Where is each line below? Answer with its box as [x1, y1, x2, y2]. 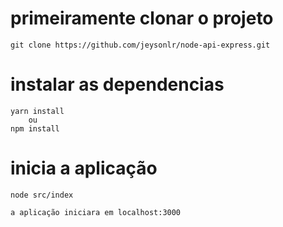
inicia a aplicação [10, 157, 158, 180]
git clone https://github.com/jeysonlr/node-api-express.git [10, 40, 271, 50]
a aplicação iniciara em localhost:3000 [10, 207, 182, 217]
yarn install [10, 106, 65, 116]
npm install [10, 123, 60, 134]
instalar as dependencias [10, 73, 225, 96]
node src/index [10, 190, 74, 200]
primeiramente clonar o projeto [10, 7, 274, 30]
